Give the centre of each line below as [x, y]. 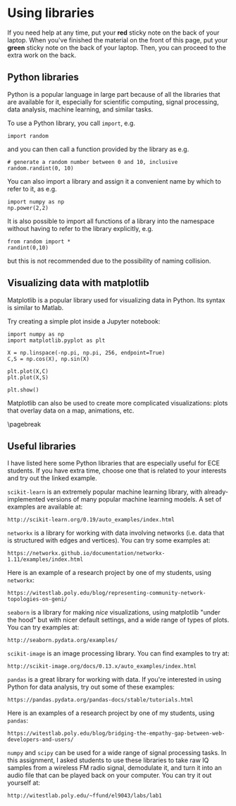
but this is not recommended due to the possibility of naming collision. [109, 261]
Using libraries [51, 13]
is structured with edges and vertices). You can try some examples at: [109, 540]
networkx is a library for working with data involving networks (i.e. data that [116, 533]
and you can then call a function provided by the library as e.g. [98, 149]
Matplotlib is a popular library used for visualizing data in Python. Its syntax [116, 300]
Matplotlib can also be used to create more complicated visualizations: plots [118, 403]
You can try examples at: [43, 627]
